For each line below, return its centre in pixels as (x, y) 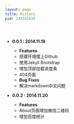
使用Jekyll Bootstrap (39, 63)
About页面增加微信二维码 (44, 110)
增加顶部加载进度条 (38, 69)
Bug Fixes (29, 80)
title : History (20, 14)
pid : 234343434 (20, 18)
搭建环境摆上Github (38, 56)
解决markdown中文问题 (42, 86)
